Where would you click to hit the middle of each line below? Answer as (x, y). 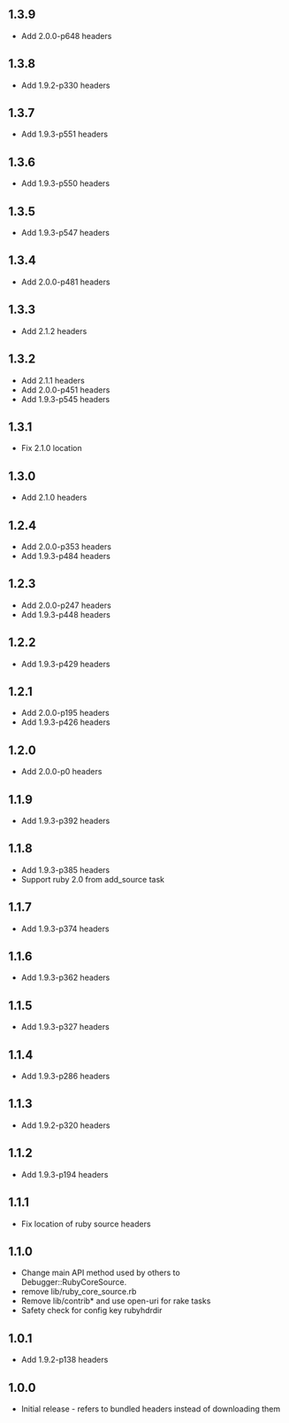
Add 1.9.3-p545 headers (65, 399)
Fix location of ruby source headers (86, 1224)
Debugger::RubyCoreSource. (74, 1282)
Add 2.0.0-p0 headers (61, 772)
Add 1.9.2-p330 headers (65, 85)
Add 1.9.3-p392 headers (65, 820)
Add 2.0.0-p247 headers (66, 605)
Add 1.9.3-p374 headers (65, 929)
